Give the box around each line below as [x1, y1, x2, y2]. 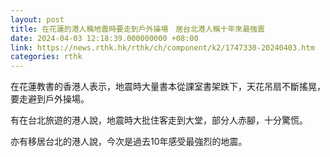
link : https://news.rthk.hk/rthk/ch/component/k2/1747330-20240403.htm [10, 42, 315, 53]
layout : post [10, 14, 65, 25]
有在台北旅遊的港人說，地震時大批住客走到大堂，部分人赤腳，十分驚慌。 [10, 114, 308, 126]
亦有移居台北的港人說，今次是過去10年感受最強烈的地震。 [10, 136, 248, 148]
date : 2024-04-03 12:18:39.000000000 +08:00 [10, 33, 199, 43]
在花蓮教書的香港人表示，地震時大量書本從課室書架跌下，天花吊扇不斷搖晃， [10, 81, 326, 93]
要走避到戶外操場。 [10, 93, 90, 105]
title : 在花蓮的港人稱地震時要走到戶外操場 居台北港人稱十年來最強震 [10, 24, 265, 34]
